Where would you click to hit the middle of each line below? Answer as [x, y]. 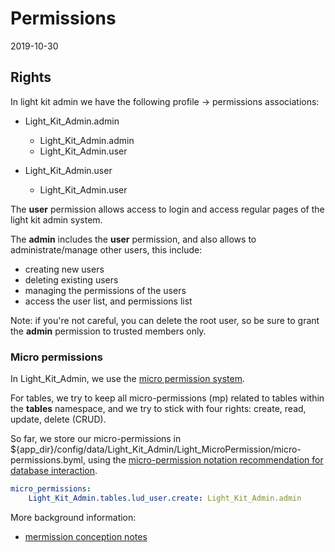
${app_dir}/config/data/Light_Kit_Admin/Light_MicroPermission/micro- [156, 449]
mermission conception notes [86, 536]
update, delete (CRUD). [58, 419]
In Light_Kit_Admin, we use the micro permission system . [127, 379]
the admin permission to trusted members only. [108, 331]
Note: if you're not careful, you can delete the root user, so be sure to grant [165, 320]
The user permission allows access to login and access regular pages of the [167, 209]
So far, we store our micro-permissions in [96, 439]
